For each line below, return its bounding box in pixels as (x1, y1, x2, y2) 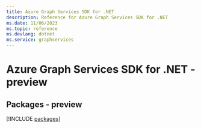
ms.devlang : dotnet (6, 31, 55, 37)
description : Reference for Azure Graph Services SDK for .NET (6, 14, 169, 20)
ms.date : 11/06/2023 (6, 20, 58, 26)
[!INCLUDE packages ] (6, 115, 61, 122)
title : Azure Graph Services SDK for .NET (6, 8, 114, 15)
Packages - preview (6, 99, 82, 109)
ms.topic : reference (6, 25, 58, 32)
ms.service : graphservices (6, 37, 74, 43)
